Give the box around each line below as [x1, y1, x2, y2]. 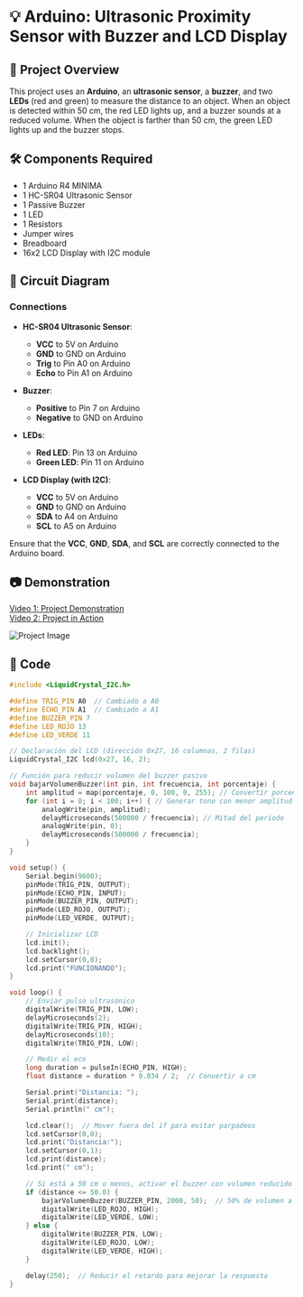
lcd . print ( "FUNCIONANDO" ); [25, 964, 127, 973]
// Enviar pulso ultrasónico [25, 996, 135, 1006]
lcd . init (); [25, 938, 70, 947]
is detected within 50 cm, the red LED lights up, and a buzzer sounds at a [9, 106, 281, 116]
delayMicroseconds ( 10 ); [25, 1030, 115, 1040]
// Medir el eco [25, 1055, 87, 1064]
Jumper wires [22, 228, 74, 238]
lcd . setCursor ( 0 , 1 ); [25, 1146, 103, 1155]
